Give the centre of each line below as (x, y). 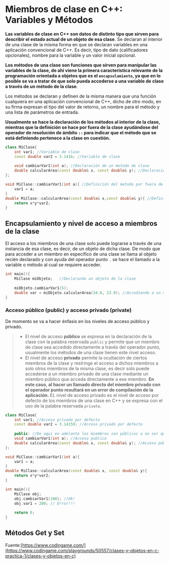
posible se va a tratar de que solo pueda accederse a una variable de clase (84, 81)
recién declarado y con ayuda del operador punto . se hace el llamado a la (82, 260)
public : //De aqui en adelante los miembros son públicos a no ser (86, 434)
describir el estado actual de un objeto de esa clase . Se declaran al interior (84, 39)
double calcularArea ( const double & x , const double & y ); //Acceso (85, 443)
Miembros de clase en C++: (64, 9)
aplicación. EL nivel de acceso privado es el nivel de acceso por (92, 395)
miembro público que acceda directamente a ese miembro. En (90, 379)
